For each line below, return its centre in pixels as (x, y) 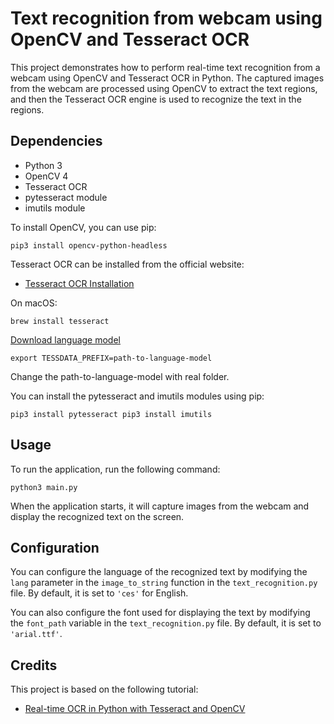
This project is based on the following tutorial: (104, 689)
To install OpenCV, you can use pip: (83, 227)
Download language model (65, 339)
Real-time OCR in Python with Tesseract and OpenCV (135, 709)
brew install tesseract (60, 321)
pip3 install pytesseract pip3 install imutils (111, 414)
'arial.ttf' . (36, 634)
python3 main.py (44, 487)
